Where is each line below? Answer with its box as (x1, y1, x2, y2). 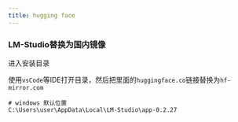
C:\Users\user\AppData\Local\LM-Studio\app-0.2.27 (8, 105, 178, 114)
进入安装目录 (8, 58, 49, 68)
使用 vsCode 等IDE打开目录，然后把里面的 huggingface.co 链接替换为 (8, 75, 221, 84)
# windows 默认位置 (8, 99, 68, 107)
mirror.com (8, 83, 44, 91)
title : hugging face (8, 11, 76, 20)
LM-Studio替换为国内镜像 (8, 39, 106, 50)
